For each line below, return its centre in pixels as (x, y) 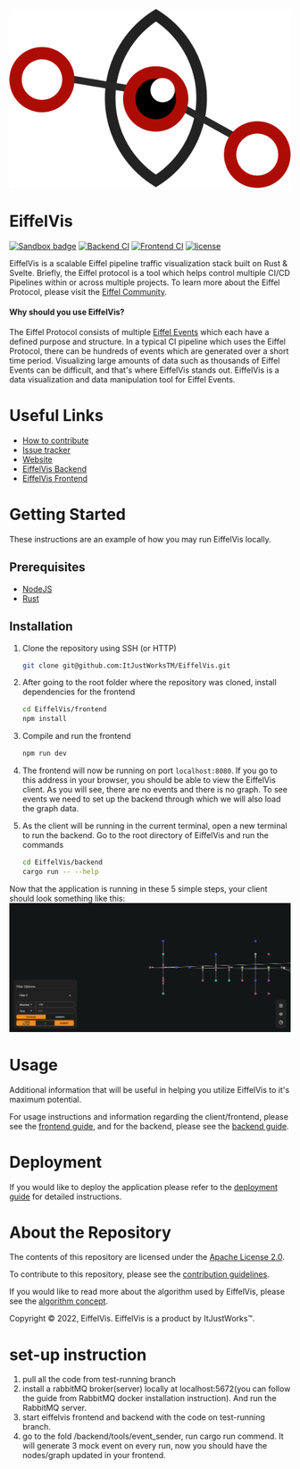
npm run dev (44, 754)
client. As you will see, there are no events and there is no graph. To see (155, 790)
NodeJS (37, 589)
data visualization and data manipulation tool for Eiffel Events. (122, 380)
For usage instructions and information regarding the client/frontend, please (149, 1116)
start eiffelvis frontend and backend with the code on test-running (144, 1417)
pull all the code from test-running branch (99, 1380)
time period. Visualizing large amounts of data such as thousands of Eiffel (145, 361)
